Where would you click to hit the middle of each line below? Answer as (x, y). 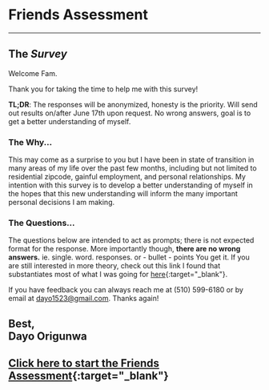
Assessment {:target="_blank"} (89, 376)
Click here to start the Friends (84, 363)
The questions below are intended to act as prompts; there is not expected (131, 240)
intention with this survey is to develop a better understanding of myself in (131, 185)
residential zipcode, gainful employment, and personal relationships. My (127, 177)
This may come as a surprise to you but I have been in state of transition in (131, 160)
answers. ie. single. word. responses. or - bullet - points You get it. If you (129, 257)
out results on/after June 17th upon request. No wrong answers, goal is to (130, 113)
